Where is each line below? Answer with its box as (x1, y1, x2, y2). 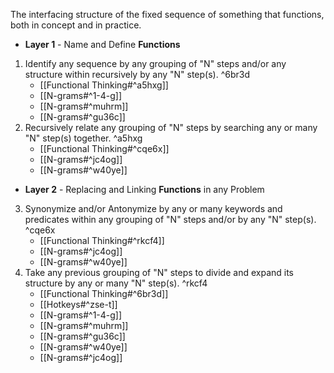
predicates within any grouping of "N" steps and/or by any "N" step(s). (24, 214, 317, 225)
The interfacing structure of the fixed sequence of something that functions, (10, 9, 325, 20)
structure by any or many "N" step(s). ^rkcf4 (24, 277, 208, 289)
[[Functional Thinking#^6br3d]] (39, 288, 169, 299)
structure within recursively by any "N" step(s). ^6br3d (24, 69, 251, 80)
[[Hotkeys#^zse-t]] (39, 299, 118, 310)
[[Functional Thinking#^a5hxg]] (39, 79, 169, 91)
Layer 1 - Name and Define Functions (24, 39, 181, 50)
